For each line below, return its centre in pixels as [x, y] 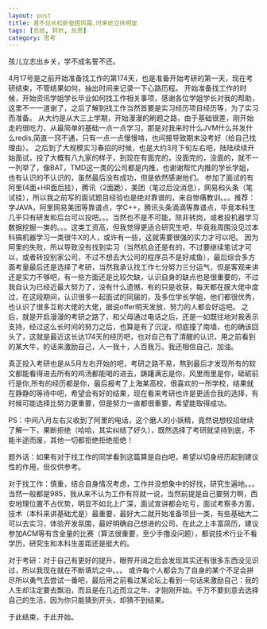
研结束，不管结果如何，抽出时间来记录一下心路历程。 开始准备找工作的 [124, 88]
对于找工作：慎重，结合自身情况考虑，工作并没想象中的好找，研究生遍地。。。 [133, 484]
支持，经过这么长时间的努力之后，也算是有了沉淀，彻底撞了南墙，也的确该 [130, 327]
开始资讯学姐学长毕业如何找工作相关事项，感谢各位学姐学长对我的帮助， [140, 98]
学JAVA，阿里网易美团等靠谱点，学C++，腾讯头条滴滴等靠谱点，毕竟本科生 [132, 208]
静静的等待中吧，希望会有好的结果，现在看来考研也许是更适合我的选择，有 [137, 394]
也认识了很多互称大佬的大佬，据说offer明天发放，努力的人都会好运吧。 [124, 307]
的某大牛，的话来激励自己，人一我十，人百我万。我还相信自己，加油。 [123, 347]
